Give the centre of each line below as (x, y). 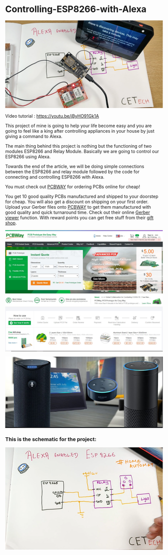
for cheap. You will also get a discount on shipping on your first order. (77, 202)
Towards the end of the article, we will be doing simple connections (75, 167)
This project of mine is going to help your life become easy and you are (78, 126)
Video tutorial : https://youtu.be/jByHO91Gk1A (52, 116)
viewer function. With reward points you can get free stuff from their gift (79, 218)
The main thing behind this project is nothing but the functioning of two (78, 146)
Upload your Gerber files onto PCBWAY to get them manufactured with (78, 207)
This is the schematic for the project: (51, 439)
